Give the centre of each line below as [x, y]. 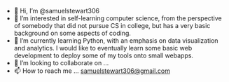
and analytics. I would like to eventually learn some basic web [103, 48]
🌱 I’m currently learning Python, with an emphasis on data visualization [116, 41]
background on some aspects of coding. [72, 33]
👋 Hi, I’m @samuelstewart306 [57, 11]
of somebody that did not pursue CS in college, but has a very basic [112, 26]
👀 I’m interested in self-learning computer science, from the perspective [118, 18]
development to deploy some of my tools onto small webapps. [104, 55]
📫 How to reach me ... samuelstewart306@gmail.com [92, 71]
